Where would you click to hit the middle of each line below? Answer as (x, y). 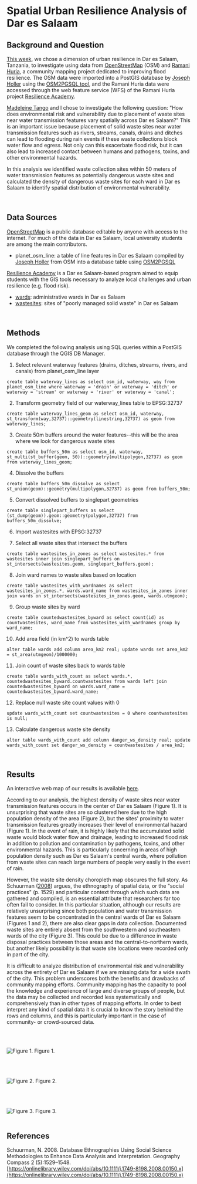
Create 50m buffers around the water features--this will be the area (96, 435)
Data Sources (32, 217)
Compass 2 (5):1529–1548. (39, 1162)
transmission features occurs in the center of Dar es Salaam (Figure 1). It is (97, 806)
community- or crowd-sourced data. (51, 1022)
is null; (17, 718)
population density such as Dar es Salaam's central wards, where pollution (97, 856)
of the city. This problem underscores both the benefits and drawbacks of (96, 979)
